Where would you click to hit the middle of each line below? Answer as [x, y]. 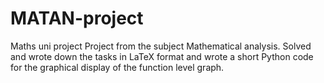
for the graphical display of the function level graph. [117, 67]
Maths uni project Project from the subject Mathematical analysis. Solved [161, 46]
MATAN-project [77, 18]
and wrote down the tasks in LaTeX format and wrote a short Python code [162, 56]
